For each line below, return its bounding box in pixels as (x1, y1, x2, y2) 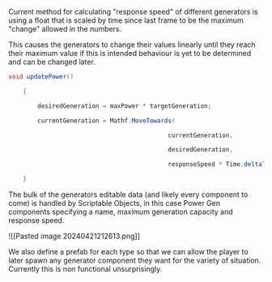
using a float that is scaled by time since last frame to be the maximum (8, 15, 244, 25)
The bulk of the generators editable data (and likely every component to (8, 190, 249, 199)
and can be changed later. (8, 57, 96, 66)
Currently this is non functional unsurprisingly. (8, 264, 163, 274)
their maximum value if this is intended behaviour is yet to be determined (8, 49, 252, 58)
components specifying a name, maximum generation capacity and (8, 207, 233, 216)
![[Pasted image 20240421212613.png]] (8, 231, 140, 241)
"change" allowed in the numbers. (8, 24, 122, 33)
